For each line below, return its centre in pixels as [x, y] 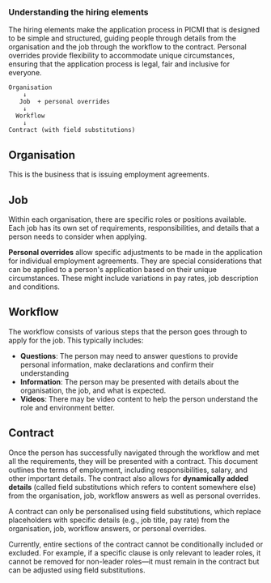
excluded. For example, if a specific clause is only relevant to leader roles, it [135, 552]
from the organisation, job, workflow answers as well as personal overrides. [134, 496]
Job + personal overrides [65, 102]
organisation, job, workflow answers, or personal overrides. [108, 528]
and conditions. [34, 287]
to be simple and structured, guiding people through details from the [123, 38]
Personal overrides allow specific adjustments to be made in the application [135, 252]
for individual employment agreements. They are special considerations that [135, 261]
